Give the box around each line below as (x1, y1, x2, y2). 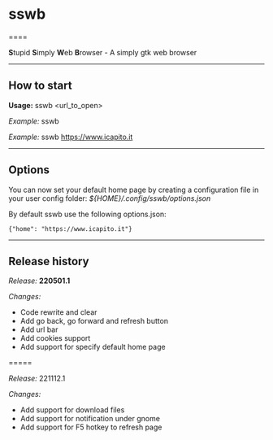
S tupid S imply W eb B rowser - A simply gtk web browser (8, 47, 197, 57)
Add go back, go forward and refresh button (19, 316, 169, 326)
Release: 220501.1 (8, 276, 71, 285)
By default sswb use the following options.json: (8, 209, 167, 219)
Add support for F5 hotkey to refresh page (19, 422, 162, 432)
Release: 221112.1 (8, 373, 66, 383)
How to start (8, 79, 72, 93)
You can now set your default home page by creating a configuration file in (8, 185, 259, 194)
